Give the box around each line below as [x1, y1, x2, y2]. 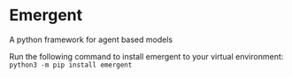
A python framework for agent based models [9, 34, 173, 45]
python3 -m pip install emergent [9, 60, 133, 69]
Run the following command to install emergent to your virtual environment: [9, 51, 284, 61]
